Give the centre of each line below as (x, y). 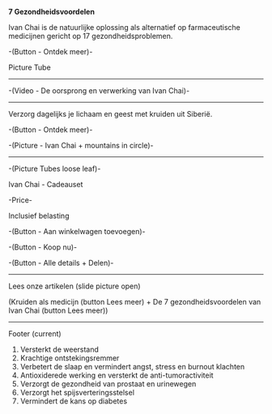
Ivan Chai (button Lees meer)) (58, 310)
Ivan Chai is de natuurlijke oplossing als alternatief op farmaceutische (124, 27)
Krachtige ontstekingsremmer (70, 358)
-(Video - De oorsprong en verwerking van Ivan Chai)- (99, 91)
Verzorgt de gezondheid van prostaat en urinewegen (108, 384)
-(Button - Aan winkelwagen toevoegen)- (77, 231)
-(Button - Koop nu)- (43, 247)
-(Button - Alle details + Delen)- (61, 263)
